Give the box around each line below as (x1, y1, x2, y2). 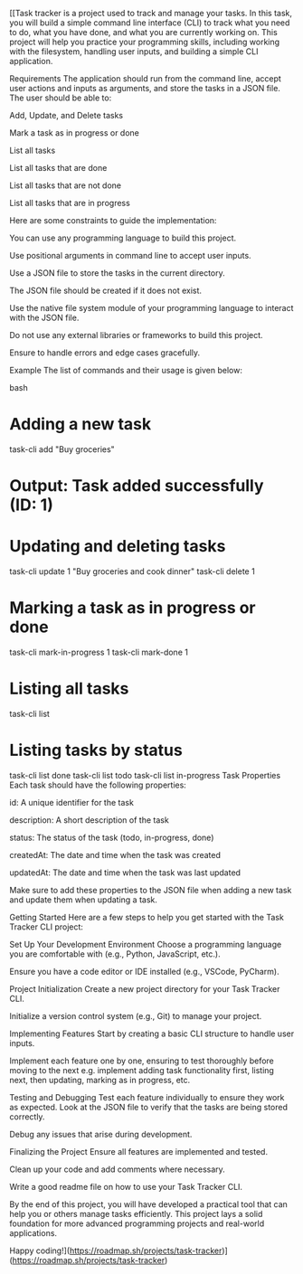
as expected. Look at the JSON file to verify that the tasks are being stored (9, 1101, 288, 1112)
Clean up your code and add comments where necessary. (9, 1164, 226, 1175)
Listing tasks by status (9, 741, 183, 760)
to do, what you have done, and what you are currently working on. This (9, 27, 278, 37)
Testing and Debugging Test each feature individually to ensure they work (9, 1091, 285, 1102)
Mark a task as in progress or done (9, 127, 140, 138)
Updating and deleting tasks (9, 536, 226, 557)
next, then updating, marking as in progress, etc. (9, 1074, 191, 1085)
